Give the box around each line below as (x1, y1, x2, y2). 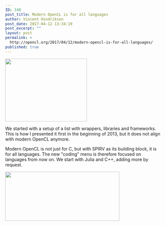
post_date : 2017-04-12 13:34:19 (5, 21, 72, 26)
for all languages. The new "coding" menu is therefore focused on (5, 151, 141, 157)
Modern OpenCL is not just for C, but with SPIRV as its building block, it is (5, 145, 156, 151)
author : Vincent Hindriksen (5, 16, 64, 21)
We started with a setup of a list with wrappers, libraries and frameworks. (5, 125, 156, 131)
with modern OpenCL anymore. (5, 136, 70, 142)
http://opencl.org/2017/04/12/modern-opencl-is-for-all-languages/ (9, 40, 153, 45)
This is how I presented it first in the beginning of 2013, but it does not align (5, 130, 160, 136)
